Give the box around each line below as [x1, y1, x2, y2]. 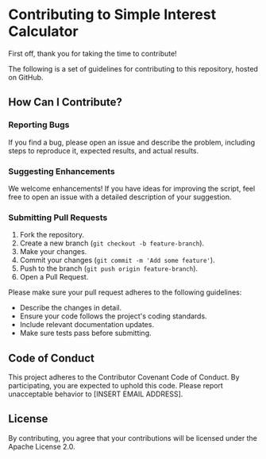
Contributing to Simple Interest [8, 6, 217, 24]
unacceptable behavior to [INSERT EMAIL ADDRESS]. [8, 389, 183, 399]
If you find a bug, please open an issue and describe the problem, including [8, 137, 256, 147]
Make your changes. [19, 247, 87, 256]
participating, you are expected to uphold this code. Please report [8, 381, 224, 391]
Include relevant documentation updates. [19, 320, 155, 330]
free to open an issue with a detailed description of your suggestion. [8, 192, 232, 202]
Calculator [8, 22, 79, 40]
